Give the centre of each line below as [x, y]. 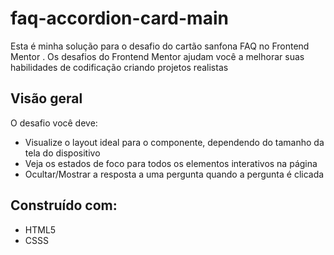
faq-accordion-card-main [119, 18]
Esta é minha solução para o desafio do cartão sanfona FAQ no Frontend [160, 46]
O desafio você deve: [54, 123]
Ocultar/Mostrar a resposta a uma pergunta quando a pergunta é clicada [174, 174]
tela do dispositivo [62, 153]
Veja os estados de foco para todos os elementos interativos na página [171, 163]
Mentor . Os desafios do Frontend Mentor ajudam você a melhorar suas [157, 56]
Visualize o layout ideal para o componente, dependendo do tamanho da [174, 142]
